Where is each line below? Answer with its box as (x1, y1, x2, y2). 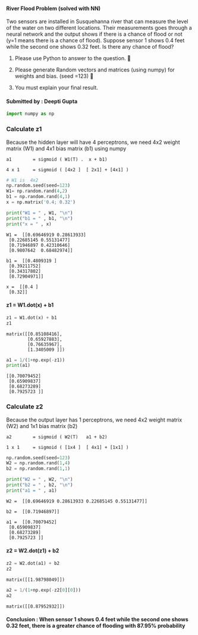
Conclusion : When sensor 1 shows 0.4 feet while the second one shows (6, 616, 188, 623)
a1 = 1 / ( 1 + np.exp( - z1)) (6, 357, 65, 363)
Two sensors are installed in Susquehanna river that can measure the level (6, 18, 188, 25)
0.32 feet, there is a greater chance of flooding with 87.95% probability (6, 622, 186, 630)
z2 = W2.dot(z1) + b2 (6, 547, 59, 554)
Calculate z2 (6, 403, 43, 411)
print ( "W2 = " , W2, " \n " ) (6, 476, 73, 483)
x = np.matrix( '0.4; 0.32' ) (6, 199, 76, 205)
